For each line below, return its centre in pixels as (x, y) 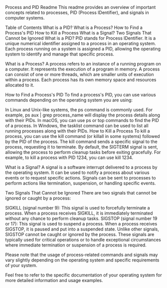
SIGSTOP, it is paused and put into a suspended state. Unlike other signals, (82, 229)
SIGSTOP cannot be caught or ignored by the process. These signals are (80, 234)
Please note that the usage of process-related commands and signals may (82, 255)
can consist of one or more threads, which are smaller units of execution (80, 74)
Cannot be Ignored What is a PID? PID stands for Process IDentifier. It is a (81, 38)
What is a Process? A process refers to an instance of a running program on (83, 64)
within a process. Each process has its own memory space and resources (81, 80)
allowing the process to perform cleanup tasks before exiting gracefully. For (83, 152)
